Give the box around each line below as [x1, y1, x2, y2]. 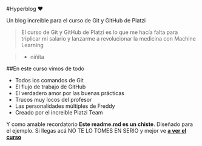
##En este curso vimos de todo [6, 65, 85, 72]
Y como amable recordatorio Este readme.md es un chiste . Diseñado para [6, 121, 193, 128]
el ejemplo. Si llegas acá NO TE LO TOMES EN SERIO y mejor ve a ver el [6, 127, 187, 134]
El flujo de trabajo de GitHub [15, 83, 86, 90]
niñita [30, 53, 44, 60]
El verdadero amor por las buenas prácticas [15, 90, 124, 96]
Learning [21, 42, 44, 48]
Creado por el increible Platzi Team [15, 109, 103, 116]
